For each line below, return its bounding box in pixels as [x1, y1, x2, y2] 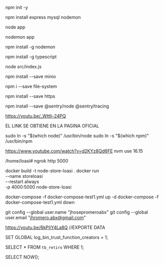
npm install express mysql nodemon [5, 14, 81, 20]
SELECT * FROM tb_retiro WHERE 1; [5, 244, 84, 250]
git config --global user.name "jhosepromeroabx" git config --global [5, 209, 148, 215]
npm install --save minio [5, 73, 56, 79]
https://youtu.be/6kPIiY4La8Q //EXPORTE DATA [5, 224, 105, 230]
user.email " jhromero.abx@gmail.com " [5, 215, 86, 221]
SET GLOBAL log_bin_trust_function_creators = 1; [5, 234, 108, 240]
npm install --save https [5, 93, 56, 99]
